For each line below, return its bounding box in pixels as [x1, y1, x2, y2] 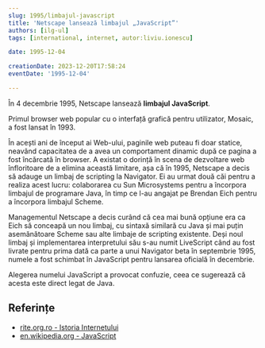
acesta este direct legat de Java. [8, 278, 115, 288]
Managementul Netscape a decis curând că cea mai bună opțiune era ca [8, 212, 246, 222]
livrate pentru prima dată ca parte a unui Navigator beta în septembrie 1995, [8, 246, 256, 255]
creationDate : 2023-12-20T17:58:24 [8, 63, 126, 71]
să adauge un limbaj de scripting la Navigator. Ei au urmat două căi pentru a [8, 172, 255, 181]
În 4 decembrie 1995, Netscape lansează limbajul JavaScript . [8, 99, 210, 108]
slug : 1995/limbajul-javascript [8, 11, 115, 20]
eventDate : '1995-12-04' [8, 70, 90, 78]
